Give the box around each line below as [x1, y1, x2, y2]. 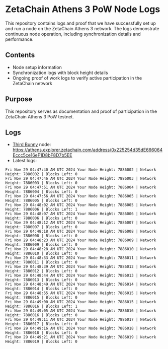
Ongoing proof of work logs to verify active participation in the [12, 75, 142, 81]
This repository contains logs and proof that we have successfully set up [5, 20, 156, 26]
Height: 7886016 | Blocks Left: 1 [5, 304, 78, 309]
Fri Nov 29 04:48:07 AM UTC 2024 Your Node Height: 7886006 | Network [5, 212, 156, 217]
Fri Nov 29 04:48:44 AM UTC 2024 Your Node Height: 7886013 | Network [5, 273, 156, 278]
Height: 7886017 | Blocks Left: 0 [5, 321, 78, 327]
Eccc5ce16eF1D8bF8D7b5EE [12, 152, 72, 158]
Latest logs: [12, 158, 37, 164]
